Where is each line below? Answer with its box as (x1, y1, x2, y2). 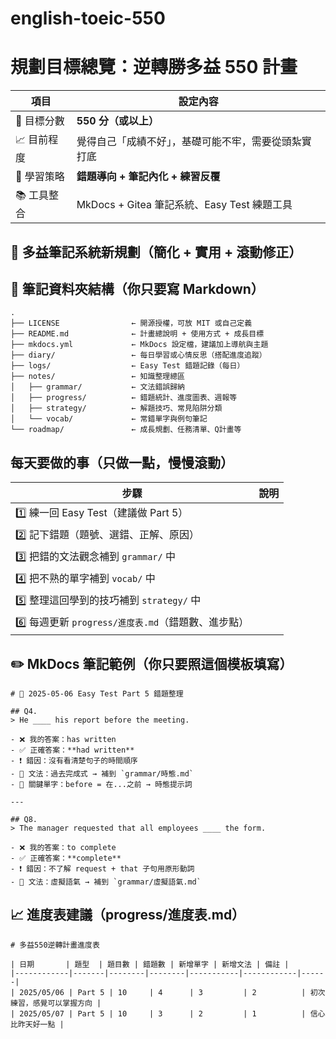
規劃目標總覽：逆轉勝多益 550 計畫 (10, 56, 298, 79)
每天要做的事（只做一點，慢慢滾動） (10, 454, 234, 471)
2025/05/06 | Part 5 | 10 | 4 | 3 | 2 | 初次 (19, 987, 326, 997)
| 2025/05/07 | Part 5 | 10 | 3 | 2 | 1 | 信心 (10, 1008, 326, 1019)
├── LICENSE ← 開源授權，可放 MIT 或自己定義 (10, 318, 253, 329)
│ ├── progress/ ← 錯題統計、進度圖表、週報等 (10, 393, 238, 403)
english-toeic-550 (10, 7, 166, 30)
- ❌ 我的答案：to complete (10, 842, 117, 852)
